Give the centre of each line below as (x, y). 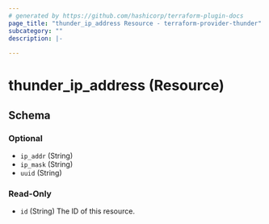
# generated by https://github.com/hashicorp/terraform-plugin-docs (126, 16)
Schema (29, 115)
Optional (25, 138)
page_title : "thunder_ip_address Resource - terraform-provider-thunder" (135, 23)
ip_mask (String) (46, 164)
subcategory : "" (36, 31)
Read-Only (30, 193)
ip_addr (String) (46, 156)
